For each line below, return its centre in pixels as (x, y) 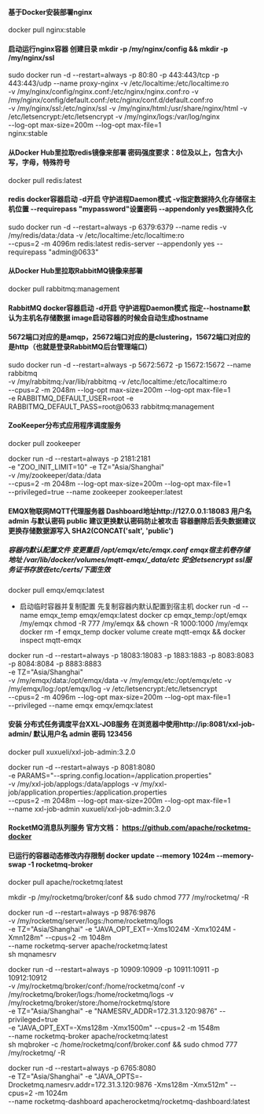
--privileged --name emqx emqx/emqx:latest (81, 705)
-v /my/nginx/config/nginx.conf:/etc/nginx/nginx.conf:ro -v (103, 92)
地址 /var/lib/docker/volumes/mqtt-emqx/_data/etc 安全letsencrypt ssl (126, 560)
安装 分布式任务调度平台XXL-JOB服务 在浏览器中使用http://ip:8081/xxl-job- (132, 724)
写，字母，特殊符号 (39, 162)
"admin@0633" (73, 252)
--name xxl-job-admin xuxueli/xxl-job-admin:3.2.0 (90, 809)
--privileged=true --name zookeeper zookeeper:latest (95, 492)
